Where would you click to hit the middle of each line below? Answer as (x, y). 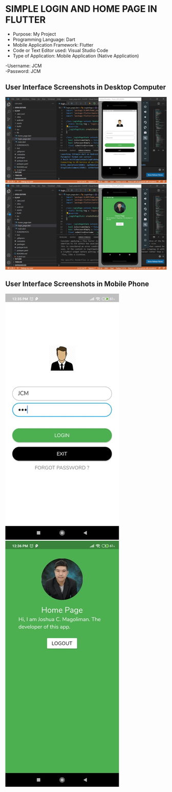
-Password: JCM (23, 71)
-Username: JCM (24, 66)
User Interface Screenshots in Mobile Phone (77, 284)
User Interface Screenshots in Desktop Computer (86, 87)
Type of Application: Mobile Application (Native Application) (76, 56)
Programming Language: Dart (44, 39)
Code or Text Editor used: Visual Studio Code (60, 50)
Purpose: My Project (34, 34)
